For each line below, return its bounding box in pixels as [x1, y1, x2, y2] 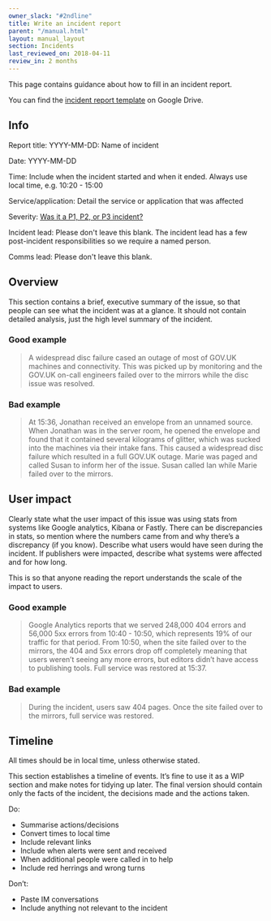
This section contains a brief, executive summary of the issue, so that [8, 297, 241, 307]
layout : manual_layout [8, 34, 85, 43]
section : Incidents [8, 42, 75, 50]
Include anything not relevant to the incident [19, 903, 168, 913]
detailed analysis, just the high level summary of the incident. [8, 314, 213, 324]
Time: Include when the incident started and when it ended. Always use [8, 171, 247, 181]
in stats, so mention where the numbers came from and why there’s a [8, 531, 240, 540]
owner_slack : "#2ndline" [8, 11, 92, 20]
